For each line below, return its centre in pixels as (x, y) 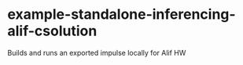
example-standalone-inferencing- (122, 14)
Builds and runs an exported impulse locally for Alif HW (97, 52)
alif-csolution (52, 31)
